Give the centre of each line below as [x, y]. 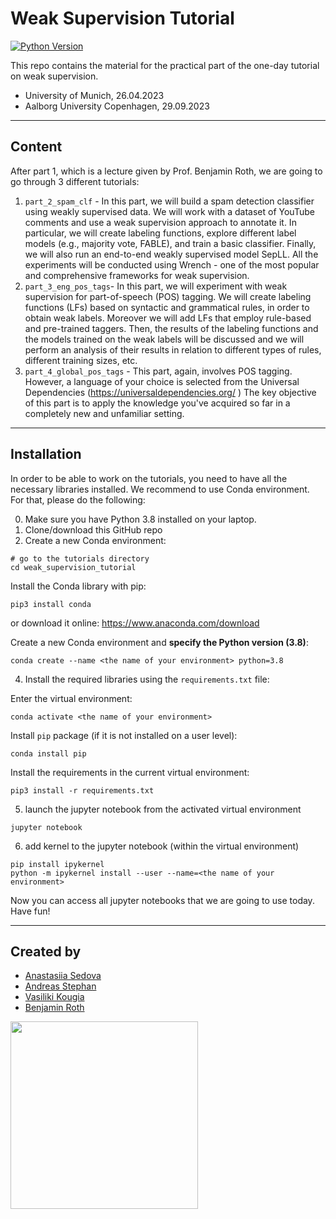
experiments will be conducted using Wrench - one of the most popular [172, 264]
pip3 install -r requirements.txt [82, 790]
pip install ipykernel [57, 864]
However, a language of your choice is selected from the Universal [162, 381]
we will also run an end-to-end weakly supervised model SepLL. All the [171, 254]
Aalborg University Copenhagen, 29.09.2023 [117, 106]
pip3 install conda [51, 604]
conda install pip [48, 753]
